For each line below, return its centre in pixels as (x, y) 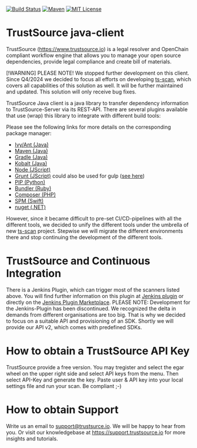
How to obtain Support (62, 410)
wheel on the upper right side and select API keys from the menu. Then (92, 373)
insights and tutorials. (32, 439)
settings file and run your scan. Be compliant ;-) (64, 386)
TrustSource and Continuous (78, 261)
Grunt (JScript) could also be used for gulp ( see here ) (80, 176)
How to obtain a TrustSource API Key (98, 351)
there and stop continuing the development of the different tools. (84, 237)
